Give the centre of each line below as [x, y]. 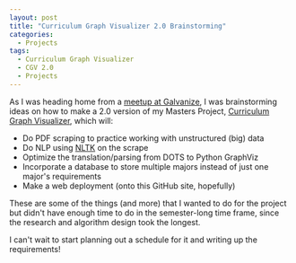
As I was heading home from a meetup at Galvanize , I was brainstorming [144, 101]
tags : [19, 51]
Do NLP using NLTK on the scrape [85, 147]
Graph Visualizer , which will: [61, 120]
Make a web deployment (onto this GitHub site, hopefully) [129, 186]
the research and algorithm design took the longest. [105, 222]
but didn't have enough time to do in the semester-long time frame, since [144, 213]
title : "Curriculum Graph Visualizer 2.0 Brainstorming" [118, 26]
